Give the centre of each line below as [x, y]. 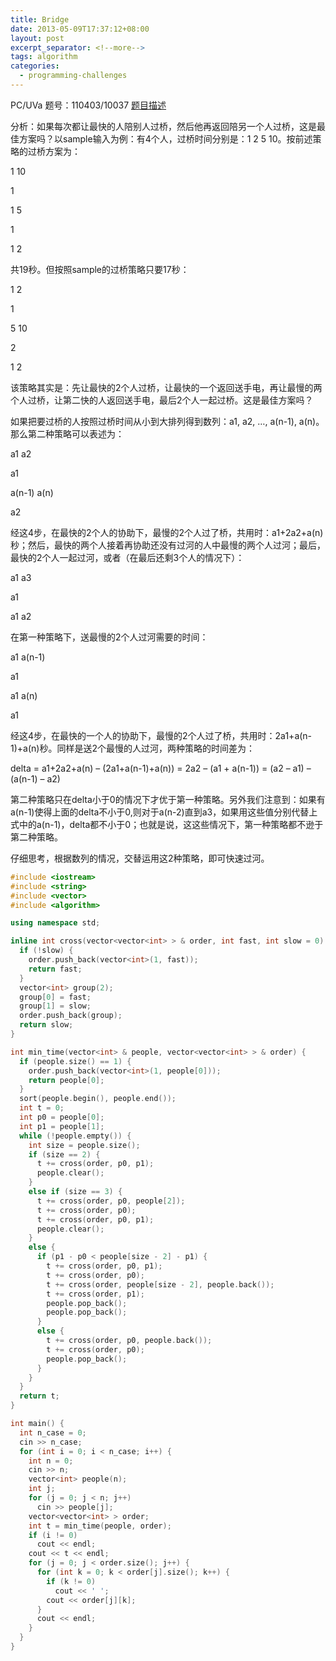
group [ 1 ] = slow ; [55, 1006]
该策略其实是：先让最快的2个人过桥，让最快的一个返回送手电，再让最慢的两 [166, 387]
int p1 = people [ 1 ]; [62, 1126]
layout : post [37, 38]
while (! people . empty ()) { [75, 1136]
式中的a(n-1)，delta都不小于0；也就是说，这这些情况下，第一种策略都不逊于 [167, 824]
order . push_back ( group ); [71, 1016]
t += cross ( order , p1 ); [95, 1294]
